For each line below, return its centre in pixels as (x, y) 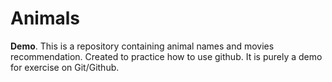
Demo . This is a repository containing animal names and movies (142, 46)
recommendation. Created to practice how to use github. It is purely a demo (166, 56)
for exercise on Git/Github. (65, 67)
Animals (45, 18)
